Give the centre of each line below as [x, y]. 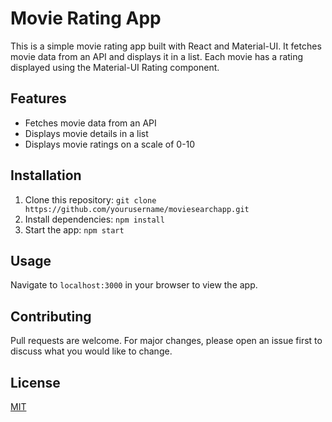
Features [38, 98]
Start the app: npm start [74, 229]
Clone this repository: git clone [90, 199]
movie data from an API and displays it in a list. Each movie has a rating [157, 56]
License [35, 382]
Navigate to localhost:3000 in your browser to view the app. [134, 285]
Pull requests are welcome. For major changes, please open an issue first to [166, 341]
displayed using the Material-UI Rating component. [115, 67]
